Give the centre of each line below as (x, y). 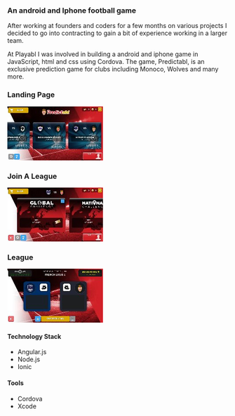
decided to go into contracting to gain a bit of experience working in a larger (117, 33)
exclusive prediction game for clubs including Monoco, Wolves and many (113, 69)
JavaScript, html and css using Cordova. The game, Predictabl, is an (106, 62)
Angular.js (32, 352)
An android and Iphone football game (72, 11)
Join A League (32, 176)
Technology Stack (34, 336)
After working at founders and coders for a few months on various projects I (117, 26)
